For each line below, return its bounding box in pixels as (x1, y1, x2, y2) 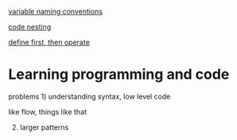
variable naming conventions (8, 7, 103, 16)
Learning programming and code (8, 65, 230, 84)
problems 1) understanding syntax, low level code (8, 91, 171, 101)
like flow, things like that (8, 107, 87, 116)
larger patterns (19, 122, 69, 132)
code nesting (8, 22, 52, 31)
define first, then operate (8, 37, 90, 47)
